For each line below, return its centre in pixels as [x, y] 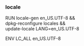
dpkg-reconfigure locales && [35, 23]
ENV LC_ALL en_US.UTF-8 [33, 38]
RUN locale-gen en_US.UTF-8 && [40, 18]
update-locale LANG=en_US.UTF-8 [42, 29]
